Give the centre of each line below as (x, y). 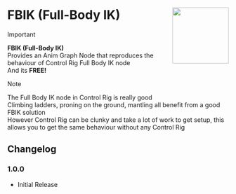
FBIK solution (26, 112)
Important (21, 34)
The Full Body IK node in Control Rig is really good (80, 97)
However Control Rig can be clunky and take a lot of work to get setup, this (116, 120)
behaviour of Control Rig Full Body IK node (69, 62)
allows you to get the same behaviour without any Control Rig (96, 127)
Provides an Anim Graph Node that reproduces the (80, 55)
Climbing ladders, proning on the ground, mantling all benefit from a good (114, 104)
